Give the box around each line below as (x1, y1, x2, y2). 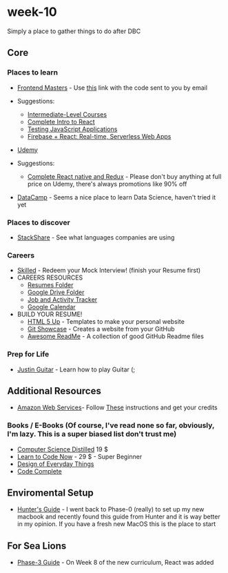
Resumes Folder (27, 281, 74, 289)
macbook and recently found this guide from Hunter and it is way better (17, 512, 220, 521)
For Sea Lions (7, 540, 67, 552)
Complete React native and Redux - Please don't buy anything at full (27, 172, 222, 180)
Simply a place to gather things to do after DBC (7, 27, 141, 35)
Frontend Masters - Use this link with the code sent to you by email (17, 84, 208, 92)
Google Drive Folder (27, 288, 85, 297)
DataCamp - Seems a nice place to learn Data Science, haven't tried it (17, 193, 216, 201)
